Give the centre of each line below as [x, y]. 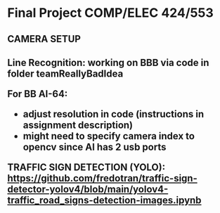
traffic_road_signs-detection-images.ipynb [104, 200]
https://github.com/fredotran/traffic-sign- [103, 178]
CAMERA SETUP [44, 39]
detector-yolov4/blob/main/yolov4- [88, 189]
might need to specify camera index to [109, 136]
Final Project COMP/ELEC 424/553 [111, 13]
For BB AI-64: [38, 94]
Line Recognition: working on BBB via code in [108, 62]
